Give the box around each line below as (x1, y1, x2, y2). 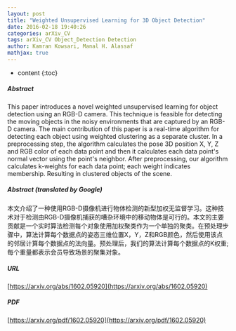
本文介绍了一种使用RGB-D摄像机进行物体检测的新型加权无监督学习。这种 (7, 204, 218, 212)
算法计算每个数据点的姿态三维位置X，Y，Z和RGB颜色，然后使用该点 (25, 230, 223, 238)
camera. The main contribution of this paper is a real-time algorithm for (13, 124, 220, 133)
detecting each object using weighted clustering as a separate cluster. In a (7, 132, 223, 140)
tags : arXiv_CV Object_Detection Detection (7, 36, 137, 43)
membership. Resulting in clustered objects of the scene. (7, 169, 173, 177)
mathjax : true (7, 50, 49, 57)
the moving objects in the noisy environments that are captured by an (7, 117, 209, 126)
